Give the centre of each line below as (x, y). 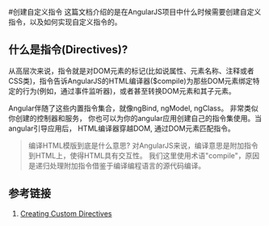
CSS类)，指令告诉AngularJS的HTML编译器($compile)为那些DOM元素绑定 (130, 81)
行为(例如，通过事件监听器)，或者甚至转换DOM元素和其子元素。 (129, 90)
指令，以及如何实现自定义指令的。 (65, 22)
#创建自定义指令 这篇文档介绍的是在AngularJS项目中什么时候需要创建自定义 (135, 12)
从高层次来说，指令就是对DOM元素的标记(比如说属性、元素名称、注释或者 (131, 70)
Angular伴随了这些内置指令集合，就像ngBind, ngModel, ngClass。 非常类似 (133, 108)
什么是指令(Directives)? (68, 50)
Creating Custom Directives (66, 213)
